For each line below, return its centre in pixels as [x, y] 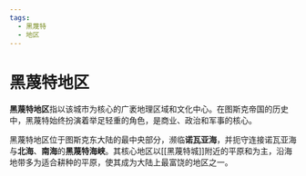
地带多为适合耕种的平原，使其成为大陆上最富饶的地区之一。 [121, 162]
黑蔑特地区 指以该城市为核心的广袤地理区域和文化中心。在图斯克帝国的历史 [149, 109]
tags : [20, 18]
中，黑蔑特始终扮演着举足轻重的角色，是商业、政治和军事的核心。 [133, 121]
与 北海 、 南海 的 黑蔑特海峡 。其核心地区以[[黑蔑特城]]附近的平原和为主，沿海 [151, 152]
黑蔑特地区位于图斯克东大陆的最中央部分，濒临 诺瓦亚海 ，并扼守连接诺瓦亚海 [153, 140]
